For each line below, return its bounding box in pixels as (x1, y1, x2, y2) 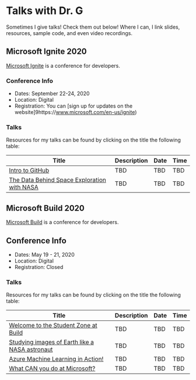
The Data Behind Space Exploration (9, 176, 106, 184)
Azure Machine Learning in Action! (9, 355, 104, 363)
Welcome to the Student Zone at (9, 322, 97, 330)
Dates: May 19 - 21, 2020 (14, 251, 75, 258)
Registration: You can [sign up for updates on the (14, 102, 133, 109)
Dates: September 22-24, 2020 (14, 90, 90, 97)
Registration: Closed (14, 263, 64, 270)
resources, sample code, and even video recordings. (6, 29, 133, 36)
